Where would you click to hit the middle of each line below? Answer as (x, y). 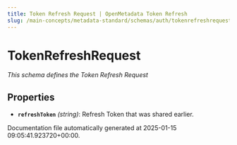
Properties (31, 97)
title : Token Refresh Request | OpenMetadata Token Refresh (98, 14)
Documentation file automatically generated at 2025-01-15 (92, 128)
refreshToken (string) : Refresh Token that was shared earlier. (105, 115)
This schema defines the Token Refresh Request (78, 75)
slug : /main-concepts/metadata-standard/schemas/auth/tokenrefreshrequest (120, 21)
